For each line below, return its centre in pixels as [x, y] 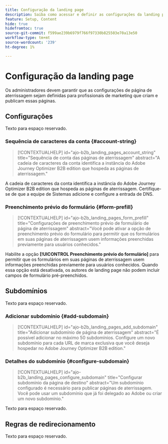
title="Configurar [125, 377]
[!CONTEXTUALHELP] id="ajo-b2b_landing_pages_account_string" [86, 152]
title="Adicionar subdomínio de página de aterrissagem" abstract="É [88, 332]
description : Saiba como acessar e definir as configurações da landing [82, 15]
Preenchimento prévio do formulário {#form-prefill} [69, 207]
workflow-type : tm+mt [28, 38]
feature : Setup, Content [31, 19]
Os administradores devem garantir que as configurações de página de [79, 90]
